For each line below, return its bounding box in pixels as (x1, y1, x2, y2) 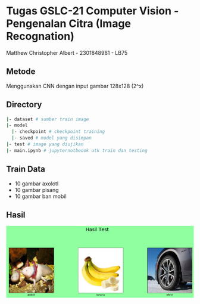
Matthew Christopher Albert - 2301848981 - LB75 (6, 49, 128, 56)
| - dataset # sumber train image (6, 116, 89, 122)
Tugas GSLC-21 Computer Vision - (6, 4, 179, 18)
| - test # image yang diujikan (6, 141, 84, 147)
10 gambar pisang (14, 186, 59, 193)
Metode (6, 67, 36, 77)
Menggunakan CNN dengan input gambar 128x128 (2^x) (6, 82, 144, 89)
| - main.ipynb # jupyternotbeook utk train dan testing (6, 147, 148, 153)
